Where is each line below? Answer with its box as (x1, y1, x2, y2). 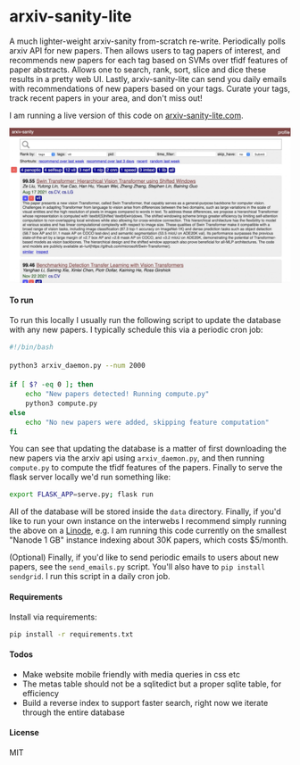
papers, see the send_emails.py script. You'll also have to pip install (9, 561, 266, 572)
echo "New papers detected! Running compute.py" (25, 390, 210, 399)
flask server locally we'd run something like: (9, 471, 171, 483)
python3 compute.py (25, 399, 98, 408)
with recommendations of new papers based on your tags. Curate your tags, (9, 83, 290, 94)
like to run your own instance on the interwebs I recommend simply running (9, 516, 287, 527)
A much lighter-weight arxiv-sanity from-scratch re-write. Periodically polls (9, 36, 286, 46)
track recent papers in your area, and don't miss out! (9, 92, 203, 104)
